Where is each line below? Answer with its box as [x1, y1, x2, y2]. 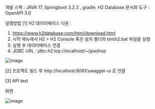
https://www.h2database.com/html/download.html [12, 30, 116, 36]
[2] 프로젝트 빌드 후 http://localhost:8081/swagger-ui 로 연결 [5, 68, 126, 74]
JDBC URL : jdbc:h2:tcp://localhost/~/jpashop [12, 48, 106, 54]
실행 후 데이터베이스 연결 [12, 42, 61, 48]
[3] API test [5, 78, 28, 84]
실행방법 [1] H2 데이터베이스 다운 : [5, 20, 72, 26]
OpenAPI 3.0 [5, 10, 31, 16]
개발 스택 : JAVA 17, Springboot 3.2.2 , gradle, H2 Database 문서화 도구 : [5, 4, 150, 10]
